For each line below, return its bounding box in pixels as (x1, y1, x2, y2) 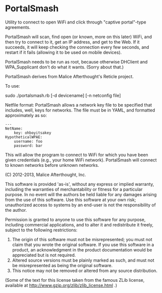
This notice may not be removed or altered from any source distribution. (12, 268, 158, 273)
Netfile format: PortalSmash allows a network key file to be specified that (5, 102, 152, 108)
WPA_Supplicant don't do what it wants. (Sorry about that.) (5, 64, 124, 70)
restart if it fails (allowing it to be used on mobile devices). (5, 49, 122, 55)
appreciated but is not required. (12, 252, 76, 258)
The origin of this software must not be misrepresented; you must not (12, 236, 153, 242)
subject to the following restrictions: (5, 227, 77, 233)
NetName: (5, 126, 23, 131)
